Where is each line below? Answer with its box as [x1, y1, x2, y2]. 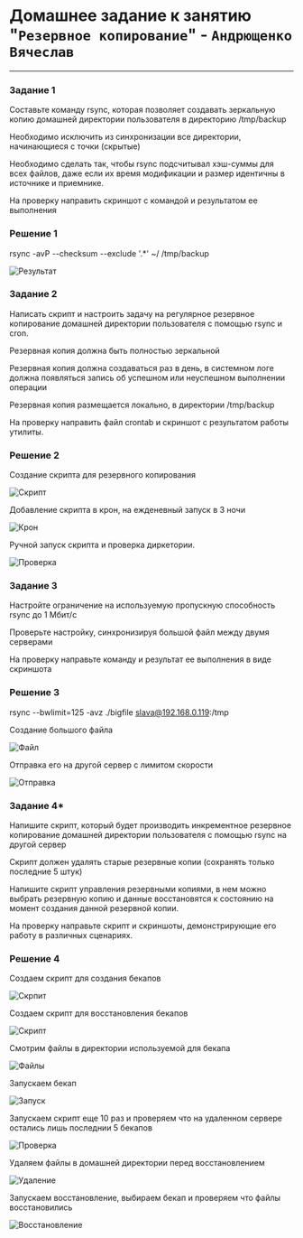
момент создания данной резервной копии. [9, 903, 179, 914]
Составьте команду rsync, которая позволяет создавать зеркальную [9, 105, 276, 116]
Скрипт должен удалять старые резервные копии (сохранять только [9, 857, 275, 868]
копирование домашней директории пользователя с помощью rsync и [9, 318, 282, 329]
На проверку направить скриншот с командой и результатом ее [9, 195, 259, 206]
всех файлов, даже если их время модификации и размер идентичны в [9, 168, 286, 179]
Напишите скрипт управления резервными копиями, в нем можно [9, 884, 267, 895]
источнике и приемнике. [9, 178, 105, 189]
